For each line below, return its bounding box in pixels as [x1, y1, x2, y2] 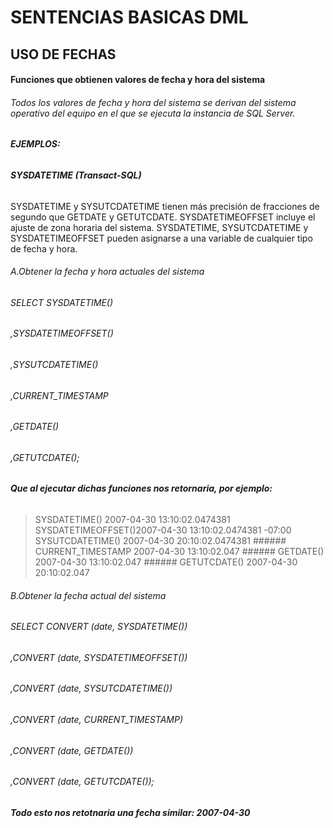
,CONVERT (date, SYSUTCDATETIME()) [10, 682, 173, 695]
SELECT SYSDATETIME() [10, 296, 114, 308]
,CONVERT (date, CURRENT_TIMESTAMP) [10, 714, 184, 726]
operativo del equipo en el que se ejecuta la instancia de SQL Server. [10, 107, 296, 119]
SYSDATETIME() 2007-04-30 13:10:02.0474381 [34, 514, 231, 526]
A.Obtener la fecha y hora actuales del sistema [10, 266, 205, 278]
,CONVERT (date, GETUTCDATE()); [10, 776, 155, 788]
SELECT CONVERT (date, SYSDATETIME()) [10, 621, 188, 633]
